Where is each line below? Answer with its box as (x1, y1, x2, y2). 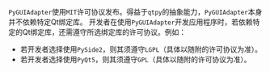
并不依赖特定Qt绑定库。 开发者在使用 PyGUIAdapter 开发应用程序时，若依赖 (8, 17, 253, 27)
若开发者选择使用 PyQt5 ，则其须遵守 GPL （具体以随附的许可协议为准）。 (19, 55, 252, 64)
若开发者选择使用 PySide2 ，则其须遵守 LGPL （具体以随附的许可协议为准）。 (19, 44, 263, 54)
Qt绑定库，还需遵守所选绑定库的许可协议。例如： (22, 28, 187, 36)
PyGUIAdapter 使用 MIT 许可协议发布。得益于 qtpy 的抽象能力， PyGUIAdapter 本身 (8, 7, 263, 16)
